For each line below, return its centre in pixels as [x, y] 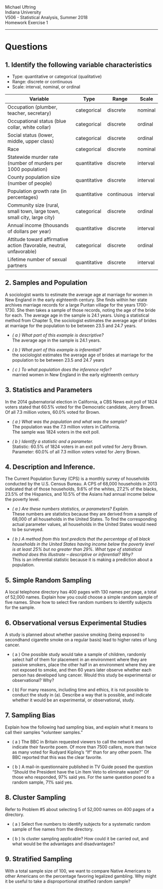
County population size [34, 177]
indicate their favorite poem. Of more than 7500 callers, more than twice [84, 747]
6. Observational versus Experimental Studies [76, 623]
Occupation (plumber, [33, 107]
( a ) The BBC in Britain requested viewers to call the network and [77, 742]
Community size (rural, [33, 205]
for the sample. [20, 608]
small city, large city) [31, 217]
